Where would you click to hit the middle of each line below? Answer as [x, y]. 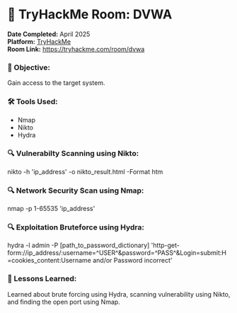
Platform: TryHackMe [39, 41]
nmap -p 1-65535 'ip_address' [51, 209]
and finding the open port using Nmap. [64, 302]
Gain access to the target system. [56, 83]
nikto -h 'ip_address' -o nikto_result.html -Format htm [85, 171]
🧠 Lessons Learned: [42, 279]
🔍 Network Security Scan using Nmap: [76, 190]
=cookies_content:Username [50, 261]
